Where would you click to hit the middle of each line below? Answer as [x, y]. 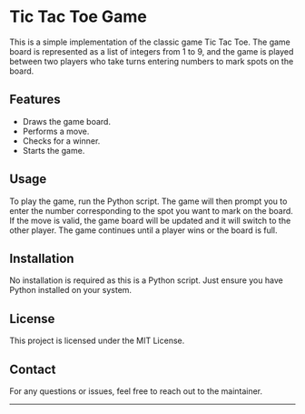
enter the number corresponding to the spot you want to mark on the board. [151, 210]
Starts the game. [54, 150]
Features [35, 100]
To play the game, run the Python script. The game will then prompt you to [148, 201]
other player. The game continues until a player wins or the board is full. [144, 230]
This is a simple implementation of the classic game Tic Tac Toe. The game [150, 42]
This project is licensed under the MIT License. [97, 341]
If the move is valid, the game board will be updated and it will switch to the [150, 220]
